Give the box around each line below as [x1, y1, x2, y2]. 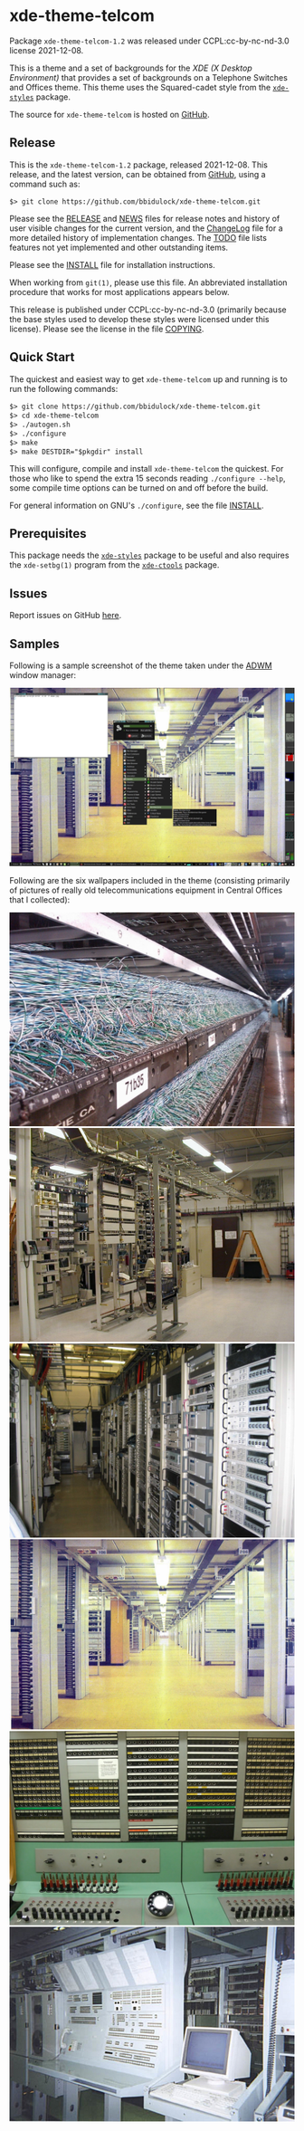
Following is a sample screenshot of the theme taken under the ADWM [9, 660, 273, 671]
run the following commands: [9, 383, 119, 394]
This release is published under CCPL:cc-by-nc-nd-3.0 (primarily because [9, 304, 287, 315]
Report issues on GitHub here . [9, 610, 122, 621]
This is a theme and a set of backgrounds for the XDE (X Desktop [9, 62, 252, 73]
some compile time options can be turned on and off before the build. [9, 482, 269, 493]
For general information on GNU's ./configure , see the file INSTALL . [9, 500, 264, 511]
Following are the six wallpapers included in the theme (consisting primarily [9, 875, 290, 885]
